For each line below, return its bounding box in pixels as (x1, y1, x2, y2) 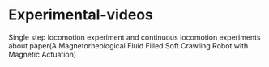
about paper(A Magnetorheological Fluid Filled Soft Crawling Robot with (8, 40, 249, 50)
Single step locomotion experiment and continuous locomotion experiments (8, 32, 261, 42)
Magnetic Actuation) (8, 49, 77, 59)
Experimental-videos (8, 6, 154, 24)
